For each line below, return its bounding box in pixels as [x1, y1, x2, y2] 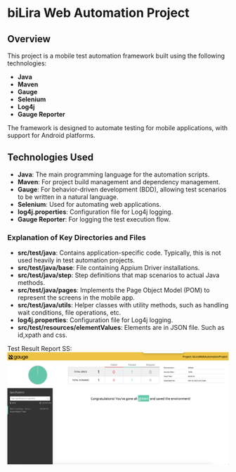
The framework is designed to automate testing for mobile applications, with [7, 124, 228, 132]
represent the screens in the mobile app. [17, 293, 136, 302]
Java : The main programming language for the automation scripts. [17, 170, 210, 179]
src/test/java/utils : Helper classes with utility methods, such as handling [17, 301, 229, 310]
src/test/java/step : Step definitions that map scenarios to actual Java [17, 271, 220, 279]
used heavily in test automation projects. [17, 256, 136, 264]
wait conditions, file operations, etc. [17, 308, 122, 317]
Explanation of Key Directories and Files [7, 232, 146, 242]
